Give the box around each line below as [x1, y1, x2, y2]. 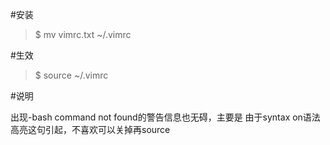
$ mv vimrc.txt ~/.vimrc [34, 29, 132, 40]
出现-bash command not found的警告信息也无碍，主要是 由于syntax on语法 [10, 111, 321, 123]
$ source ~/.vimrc [34, 69, 109, 81]
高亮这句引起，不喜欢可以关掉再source [10, 124, 171, 135]
